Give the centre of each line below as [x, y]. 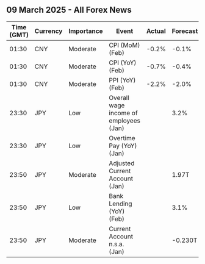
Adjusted [122, 163]
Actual [156, 31]
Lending [120, 204]
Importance [85, 31]
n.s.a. [117, 244]
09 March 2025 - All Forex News [69, 10]
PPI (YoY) [122, 80]
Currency [49, 31]
